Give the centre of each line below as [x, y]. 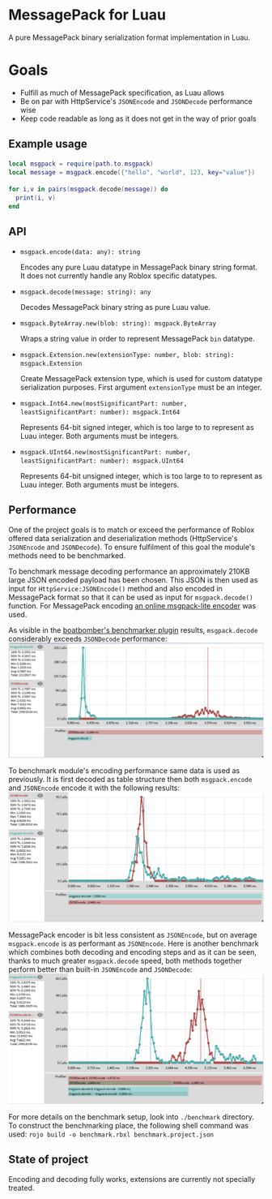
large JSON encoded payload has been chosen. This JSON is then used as [133, 580]
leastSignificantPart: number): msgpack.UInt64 [102, 461]
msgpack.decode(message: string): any [85, 292]
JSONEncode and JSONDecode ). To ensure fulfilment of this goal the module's [132, 547]
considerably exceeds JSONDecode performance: [88, 638]
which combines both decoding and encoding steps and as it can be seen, [133, 952]
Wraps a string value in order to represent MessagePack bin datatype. [137, 338]
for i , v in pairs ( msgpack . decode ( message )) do [88, 189]
